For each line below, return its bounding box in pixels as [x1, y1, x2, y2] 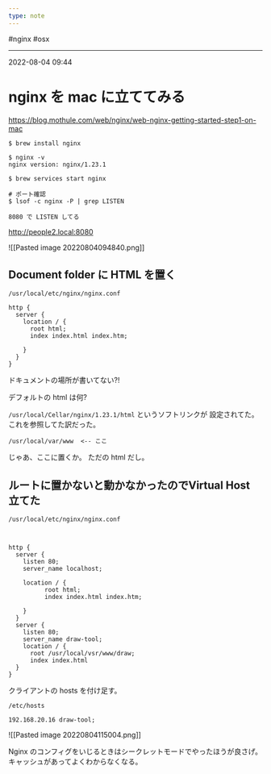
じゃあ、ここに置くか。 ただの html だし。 [8, 452, 149, 462]
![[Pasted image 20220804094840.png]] [8, 243, 145, 252]
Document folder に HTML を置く [8, 268, 176, 281]
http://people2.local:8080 [8, 227, 94, 236]
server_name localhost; [23, 565, 103, 573]
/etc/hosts [8, 702, 45, 710]
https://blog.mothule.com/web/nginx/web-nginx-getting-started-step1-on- [8, 114, 256, 125]
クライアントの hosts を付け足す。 [8, 686, 122, 696]
